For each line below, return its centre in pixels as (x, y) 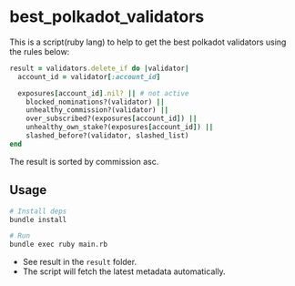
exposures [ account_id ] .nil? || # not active (103, 93)
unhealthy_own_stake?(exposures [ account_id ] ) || (120, 128)
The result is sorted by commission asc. (84, 161)
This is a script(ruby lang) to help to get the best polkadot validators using (148, 42)
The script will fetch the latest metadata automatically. (124, 271)
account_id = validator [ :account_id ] (89, 77)
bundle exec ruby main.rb (58, 245)
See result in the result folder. (80, 262)
